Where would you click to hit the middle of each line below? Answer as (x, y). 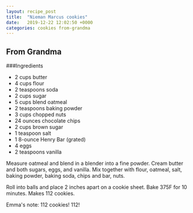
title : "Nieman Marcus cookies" (47, 17)
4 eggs (23, 146)
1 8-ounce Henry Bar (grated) (50, 140)
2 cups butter (31, 77)
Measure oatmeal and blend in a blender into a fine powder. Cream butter (95, 163)
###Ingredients (25, 66)
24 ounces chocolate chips (48, 121)
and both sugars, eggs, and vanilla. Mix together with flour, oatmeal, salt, (94, 170)
